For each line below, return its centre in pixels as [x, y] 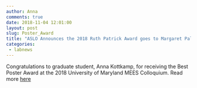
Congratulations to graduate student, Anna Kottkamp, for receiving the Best [97, 66]
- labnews [21, 50]
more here [18, 79]
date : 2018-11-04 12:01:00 [39, 22]
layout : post [22, 28]
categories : [21, 45]
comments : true [25, 17]
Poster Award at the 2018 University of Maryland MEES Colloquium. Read [94, 72]
